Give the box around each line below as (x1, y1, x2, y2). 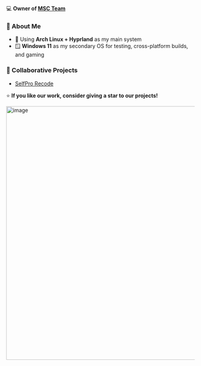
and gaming (14, 51, 45, 58)
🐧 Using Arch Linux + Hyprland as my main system (14, 35, 142, 43)
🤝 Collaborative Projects (6, 66, 78, 75)
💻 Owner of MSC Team (6, 5, 66, 12)
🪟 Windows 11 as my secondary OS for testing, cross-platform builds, (14, 43, 188, 50)
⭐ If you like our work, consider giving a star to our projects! (6, 92, 159, 99)
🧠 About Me (6, 22, 41, 30)
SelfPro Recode (14, 80, 54, 87)
